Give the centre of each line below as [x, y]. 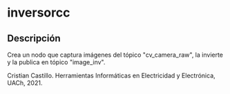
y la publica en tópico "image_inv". [56, 62]
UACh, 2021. [25, 83]
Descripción [34, 38]
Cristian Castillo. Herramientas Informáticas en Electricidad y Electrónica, [111, 75]
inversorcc [39, 13]
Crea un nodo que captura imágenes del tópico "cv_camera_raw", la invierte [115, 55]
